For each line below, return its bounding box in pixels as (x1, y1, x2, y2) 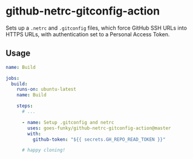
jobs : (5, 75, 19, 81)
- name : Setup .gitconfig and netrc (21, 119, 114, 125)
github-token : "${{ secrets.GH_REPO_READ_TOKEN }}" (32, 136, 166, 143)
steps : (16, 103, 33, 109)
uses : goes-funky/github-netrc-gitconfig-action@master (27, 125, 171, 131)
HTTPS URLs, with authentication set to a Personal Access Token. (5, 30, 170, 37)
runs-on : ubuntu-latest (16, 86, 77, 92)
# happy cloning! (21, 147, 66, 154)
